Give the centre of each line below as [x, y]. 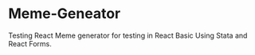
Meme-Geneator [65, 14]
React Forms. [30, 43]
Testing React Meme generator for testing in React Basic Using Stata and [128, 35]
